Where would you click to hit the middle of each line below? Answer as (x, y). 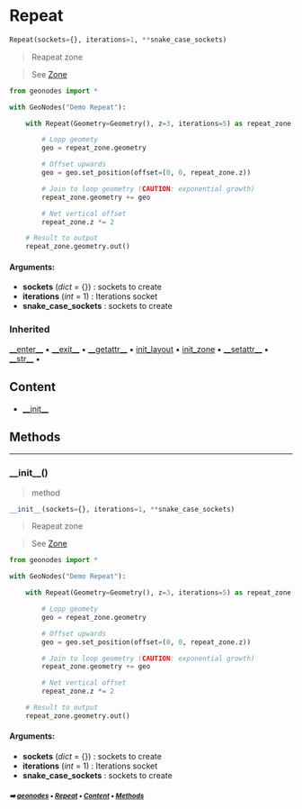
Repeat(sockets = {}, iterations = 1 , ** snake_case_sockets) (118, 40)
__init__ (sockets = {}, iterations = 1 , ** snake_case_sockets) (122, 509)
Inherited (30, 330)
